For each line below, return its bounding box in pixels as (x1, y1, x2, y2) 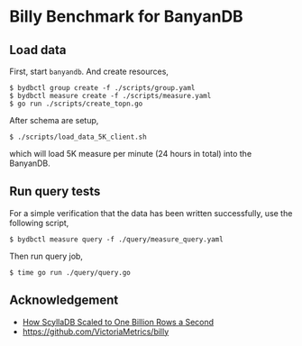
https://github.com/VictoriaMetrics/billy (22, 326, 169, 337)
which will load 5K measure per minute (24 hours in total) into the (9, 149, 252, 159)
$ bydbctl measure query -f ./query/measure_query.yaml (9, 234, 224, 244)
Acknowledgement (9, 293, 119, 308)
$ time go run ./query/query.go (9, 268, 131, 277)
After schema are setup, (9, 115, 99, 125)
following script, (9, 217, 69, 228)
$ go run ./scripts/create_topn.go (9, 99, 143, 108)
